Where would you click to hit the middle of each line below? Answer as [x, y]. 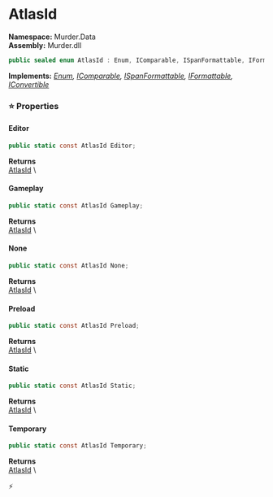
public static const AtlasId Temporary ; [78, 446]
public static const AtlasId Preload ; [74, 326]
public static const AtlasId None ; [69, 266]
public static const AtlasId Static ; [72, 386]
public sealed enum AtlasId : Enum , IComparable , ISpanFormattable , [127, 60]
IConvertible [29, 84]
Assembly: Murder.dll [45, 45]
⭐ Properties [34, 106]
